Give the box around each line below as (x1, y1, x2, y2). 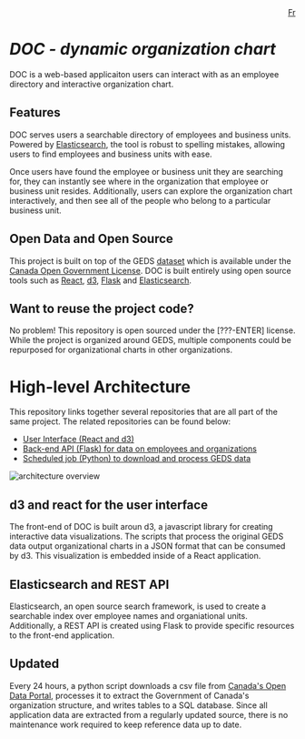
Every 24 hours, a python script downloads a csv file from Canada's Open (9, 680, 287, 691)
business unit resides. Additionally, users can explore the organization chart (9, 185, 293, 197)
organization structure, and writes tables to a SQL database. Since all (9, 699, 268, 711)
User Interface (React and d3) (22, 434, 134, 445)
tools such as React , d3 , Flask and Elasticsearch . (9, 275, 192, 286)
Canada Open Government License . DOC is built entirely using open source (9, 265, 292, 276)
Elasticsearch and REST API (9, 576, 170, 592)
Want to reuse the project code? (9, 300, 195, 316)
